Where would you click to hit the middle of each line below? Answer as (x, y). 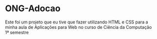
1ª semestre (17, 32)
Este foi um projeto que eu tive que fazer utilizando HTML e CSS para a (77, 22)
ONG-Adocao (33, 9)
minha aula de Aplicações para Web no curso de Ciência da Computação (78, 27)
